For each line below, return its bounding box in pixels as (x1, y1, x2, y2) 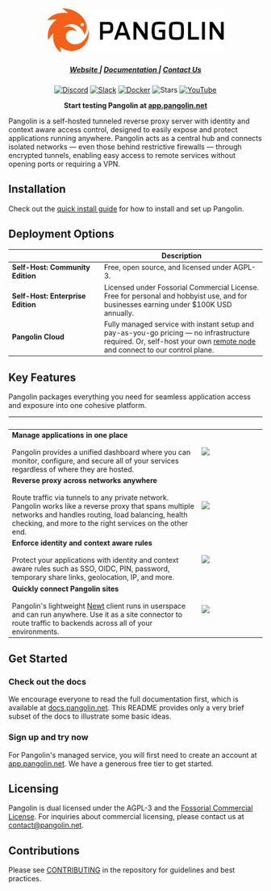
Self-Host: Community (11, 263, 91, 273)
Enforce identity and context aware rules (11, 538, 153, 548)
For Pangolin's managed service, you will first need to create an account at (8, 750, 257, 760)
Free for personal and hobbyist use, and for (103, 291, 248, 301)
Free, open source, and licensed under (103, 263, 232, 273)
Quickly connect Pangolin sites (11, 584, 119, 593)
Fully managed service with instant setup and (103, 319, 254, 329)
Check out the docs (8, 676, 87, 687)
